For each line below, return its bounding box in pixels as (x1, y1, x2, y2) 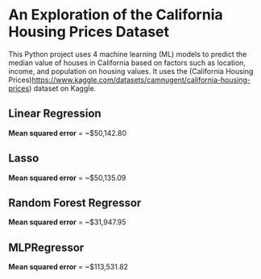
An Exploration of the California (8, 6, 223, 24)
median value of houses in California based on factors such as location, (8, 58, 246, 68)
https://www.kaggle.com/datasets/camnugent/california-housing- (31, 75, 251, 84)
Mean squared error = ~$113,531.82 (8, 262, 129, 272)
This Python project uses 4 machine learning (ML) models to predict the (8, 49, 247, 59)
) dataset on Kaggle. (28, 83, 97, 93)
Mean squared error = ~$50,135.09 (8, 173, 126, 183)
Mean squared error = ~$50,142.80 (8, 128, 127, 137)
